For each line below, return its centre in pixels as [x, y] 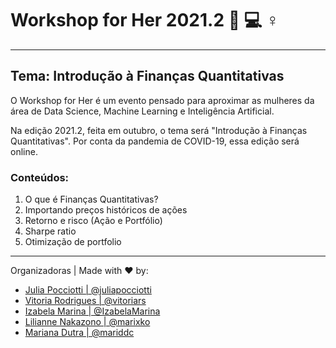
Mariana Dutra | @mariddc [79, 333]
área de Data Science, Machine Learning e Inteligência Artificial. [142, 111]
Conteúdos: [40, 177]
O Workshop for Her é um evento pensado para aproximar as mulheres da [162, 100]
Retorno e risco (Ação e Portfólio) [93, 221]
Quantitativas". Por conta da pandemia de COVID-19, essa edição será [155, 141]
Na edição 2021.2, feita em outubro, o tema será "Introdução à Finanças [159, 130]
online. [24, 151]
